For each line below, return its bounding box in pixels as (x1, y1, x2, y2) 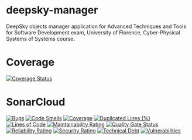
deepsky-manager (6, 3, 98, 17)
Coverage (6, 56, 54, 69)
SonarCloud (6, 96, 66, 108)
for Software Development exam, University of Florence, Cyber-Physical (6, 29, 180, 36)
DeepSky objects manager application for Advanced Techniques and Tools (6, 23, 187, 30)
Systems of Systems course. (6, 35, 75, 42)
